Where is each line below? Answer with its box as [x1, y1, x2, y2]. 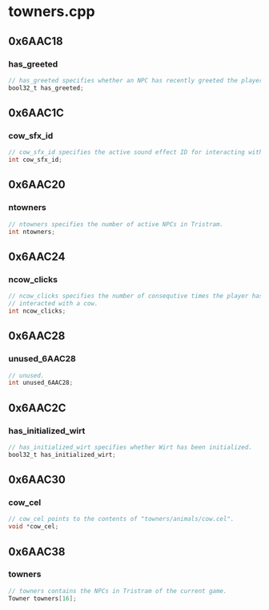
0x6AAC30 [8, 473, 66, 487]
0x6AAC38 [8, 544, 66, 559]
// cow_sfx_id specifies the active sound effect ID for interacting [8, 148, 246, 156]
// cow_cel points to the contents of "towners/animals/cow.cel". [8, 515, 235, 523]
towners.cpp [8, 2, 95, 21]
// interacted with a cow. [8, 300, 98, 308]
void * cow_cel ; [8, 523, 59, 531]
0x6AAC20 [8, 178, 66, 192]
